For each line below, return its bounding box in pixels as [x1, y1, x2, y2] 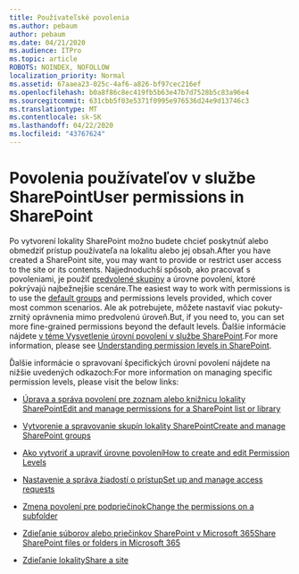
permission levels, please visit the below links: [9, 376, 179, 387]
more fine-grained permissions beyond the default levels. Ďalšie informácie [9, 321, 287, 332]
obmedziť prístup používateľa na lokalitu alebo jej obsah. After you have [9, 245, 271, 256]
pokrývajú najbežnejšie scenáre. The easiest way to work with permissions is [9, 283, 291, 293]
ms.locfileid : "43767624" [9, 130, 105, 139]
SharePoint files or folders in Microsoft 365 [21, 537, 181, 548]
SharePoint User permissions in [9, 187, 245, 207]
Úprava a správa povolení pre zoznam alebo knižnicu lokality [21, 393, 246, 404]
